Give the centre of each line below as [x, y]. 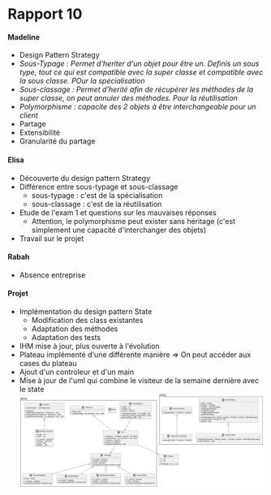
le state [32, 389]
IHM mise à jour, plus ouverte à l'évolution [89, 346]
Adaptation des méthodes [75, 329]
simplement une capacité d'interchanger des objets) [119, 230]
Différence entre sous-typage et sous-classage [99, 187]
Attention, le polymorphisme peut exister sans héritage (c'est [133, 221]
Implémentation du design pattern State [86, 312]
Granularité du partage [57, 141]
